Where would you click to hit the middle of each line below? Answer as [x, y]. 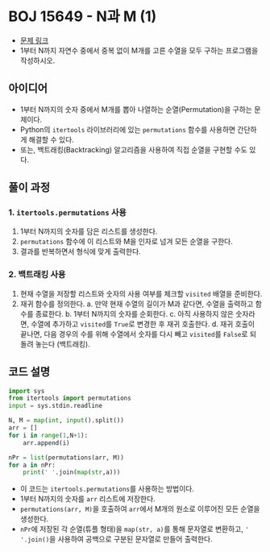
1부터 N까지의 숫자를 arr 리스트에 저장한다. [87, 499]
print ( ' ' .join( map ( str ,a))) [72, 472]
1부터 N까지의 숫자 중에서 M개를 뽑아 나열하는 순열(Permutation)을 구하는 [136, 109]
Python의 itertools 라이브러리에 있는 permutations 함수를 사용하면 [128, 129]
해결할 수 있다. [51, 139]
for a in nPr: [32, 465]
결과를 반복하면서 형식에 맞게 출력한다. [80, 251]
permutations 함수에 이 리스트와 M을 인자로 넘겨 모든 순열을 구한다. [127, 242]
